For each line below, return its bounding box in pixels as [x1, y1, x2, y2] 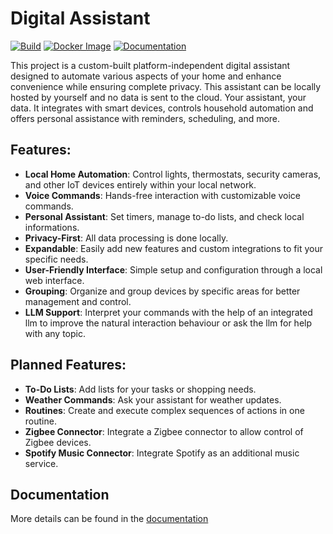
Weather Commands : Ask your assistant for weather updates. [24, 393, 282, 406]
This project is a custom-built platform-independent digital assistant [10, 59, 291, 71]
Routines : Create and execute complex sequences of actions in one [24, 404, 305, 416]
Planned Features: [10, 357, 127, 374]
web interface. [24, 274, 85, 286]
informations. [24, 221, 80, 233]
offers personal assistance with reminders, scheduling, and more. [10, 112, 281, 124]
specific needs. [24, 253, 89, 265]
